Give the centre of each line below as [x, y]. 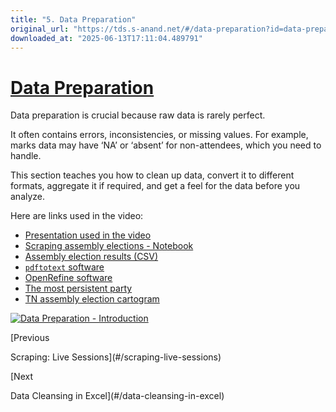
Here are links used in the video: [77, 216]
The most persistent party [78, 288]
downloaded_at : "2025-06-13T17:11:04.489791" [106, 38]
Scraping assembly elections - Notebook [109, 246]
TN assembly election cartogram [92, 299]
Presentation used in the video [88, 235]
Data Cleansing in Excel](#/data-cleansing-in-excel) [117, 396]
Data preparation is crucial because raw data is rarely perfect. [138, 115]
